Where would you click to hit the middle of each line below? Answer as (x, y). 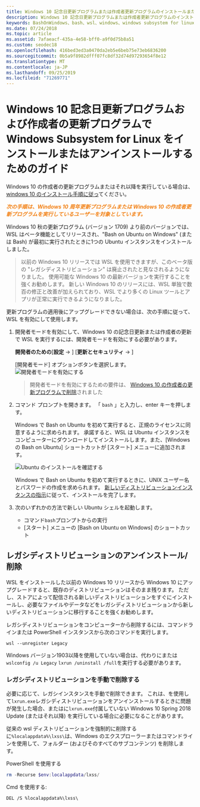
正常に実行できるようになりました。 (81, 299)
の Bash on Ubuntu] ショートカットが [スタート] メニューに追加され (98, 447)
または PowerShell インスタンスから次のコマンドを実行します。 (94, 632)
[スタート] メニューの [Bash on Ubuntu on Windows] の (91, 528)
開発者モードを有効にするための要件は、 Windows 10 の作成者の (109, 385)
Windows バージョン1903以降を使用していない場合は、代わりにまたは (92, 655)
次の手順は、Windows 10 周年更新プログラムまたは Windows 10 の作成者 (96, 207)
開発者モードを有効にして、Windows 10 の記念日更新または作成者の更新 (103, 332)
